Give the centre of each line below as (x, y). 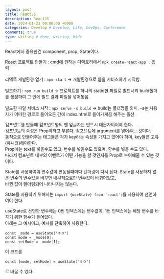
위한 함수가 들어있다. (34, 217)
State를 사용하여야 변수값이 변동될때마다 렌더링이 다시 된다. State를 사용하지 (78, 171)
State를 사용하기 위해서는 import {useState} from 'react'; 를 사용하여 (74, 194)
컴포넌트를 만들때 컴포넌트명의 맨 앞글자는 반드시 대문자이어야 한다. (69, 124)
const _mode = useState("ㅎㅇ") (37, 233)
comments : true (21, 32)
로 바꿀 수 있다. (20, 271)
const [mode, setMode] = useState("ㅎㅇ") (48, 262)
